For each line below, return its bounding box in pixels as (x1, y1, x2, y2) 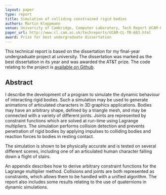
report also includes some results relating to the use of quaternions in (5, 179, 147, 185)
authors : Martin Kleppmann (5, 21, 61, 26)
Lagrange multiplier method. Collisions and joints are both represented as (5, 168, 155, 174)
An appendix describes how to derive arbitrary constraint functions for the (5, 163, 157, 169)
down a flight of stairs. (5, 154, 51, 159)
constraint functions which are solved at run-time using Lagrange (5, 117, 138, 123)
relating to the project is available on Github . (5, 64, 95, 70)
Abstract (5, 78, 33, 87)
